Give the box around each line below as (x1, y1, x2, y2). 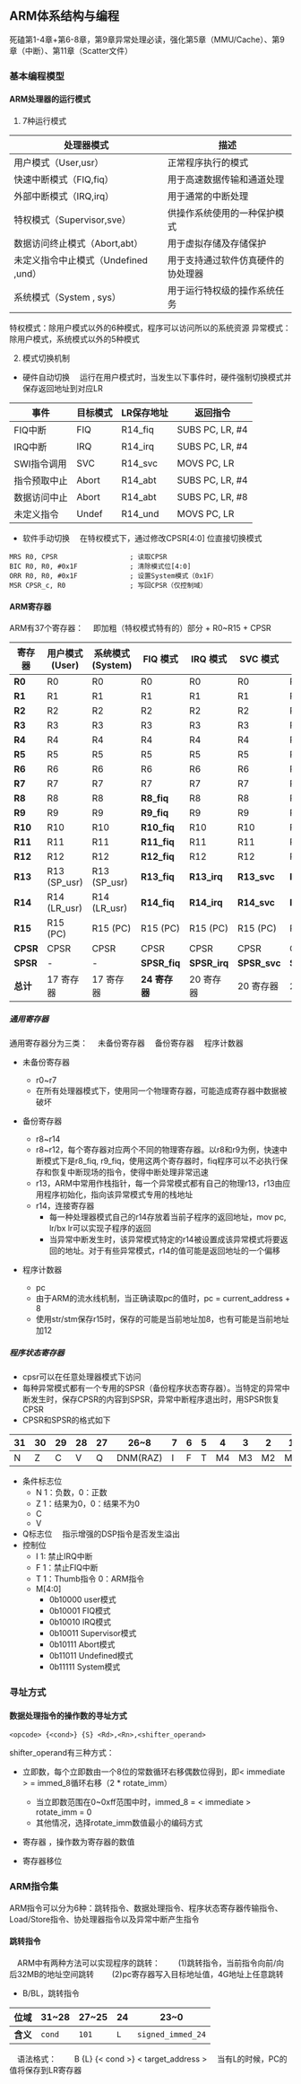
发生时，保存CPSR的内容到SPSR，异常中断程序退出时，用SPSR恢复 (30, 1394, 280, 1405)
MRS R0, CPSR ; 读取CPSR (9, 552, 168, 561)
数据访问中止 (13, 491, 69, 503)
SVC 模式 (239, 653, 279, 666)
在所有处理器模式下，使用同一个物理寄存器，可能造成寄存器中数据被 (35, 1085, 288, 1097)
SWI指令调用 (13, 457, 67, 469)
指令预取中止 (13, 474, 69, 486)
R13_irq (189, 871, 223, 883)
